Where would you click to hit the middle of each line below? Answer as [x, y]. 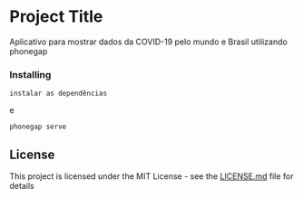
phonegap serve [38, 127]
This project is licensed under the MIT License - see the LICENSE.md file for [151, 176]
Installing [30, 74]
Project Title [56, 17]
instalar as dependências [58, 94]
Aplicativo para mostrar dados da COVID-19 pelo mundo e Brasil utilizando [148, 42]
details [22, 186]
